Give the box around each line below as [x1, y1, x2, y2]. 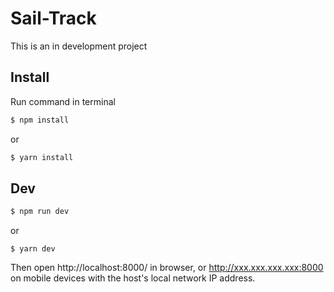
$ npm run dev [10, 207, 70, 217]
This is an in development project [10, 40, 148, 52]
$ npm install [10, 115, 70, 125]
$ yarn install [10, 152, 74, 162]
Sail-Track [10, 7, 97, 30]
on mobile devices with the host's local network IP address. [10, 272, 256, 284]
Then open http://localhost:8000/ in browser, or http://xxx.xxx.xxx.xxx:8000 [10, 262, 324, 274]
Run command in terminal [10, 95, 116, 107]
